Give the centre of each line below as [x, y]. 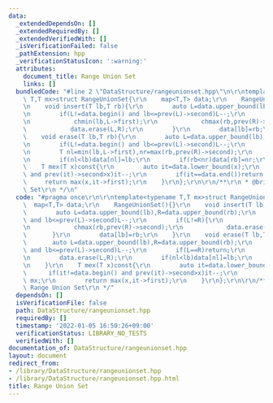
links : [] [40, 84]
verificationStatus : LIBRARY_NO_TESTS [82, 333]
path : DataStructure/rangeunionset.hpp [83, 310]
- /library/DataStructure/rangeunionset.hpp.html [94, 379]
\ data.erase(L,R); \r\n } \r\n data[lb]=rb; [143, 129]
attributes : [36, 69]
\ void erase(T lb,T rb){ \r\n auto [102, 136]
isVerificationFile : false [61, 303]
